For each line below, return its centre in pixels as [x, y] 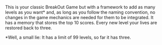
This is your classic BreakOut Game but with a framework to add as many [80, 7]
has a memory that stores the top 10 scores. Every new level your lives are [81, 22]
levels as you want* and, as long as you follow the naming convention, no [80, 12]
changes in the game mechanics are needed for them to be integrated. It [79, 17]
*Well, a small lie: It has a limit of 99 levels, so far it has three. [68, 37]
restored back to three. [29, 28]
